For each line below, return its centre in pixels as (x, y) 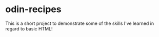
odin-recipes (33, 9)
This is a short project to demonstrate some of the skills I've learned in (80, 23)
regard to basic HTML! (29, 28)
